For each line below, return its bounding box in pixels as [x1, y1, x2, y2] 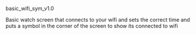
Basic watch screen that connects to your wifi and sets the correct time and [5, 16, 190, 23]
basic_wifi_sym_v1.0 [5, 5, 54, 12]
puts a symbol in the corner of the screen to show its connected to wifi [5, 23, 178, 29]
